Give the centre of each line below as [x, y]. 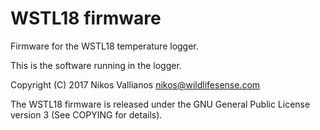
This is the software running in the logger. [96, 65]
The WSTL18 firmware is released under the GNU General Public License [160, 104]
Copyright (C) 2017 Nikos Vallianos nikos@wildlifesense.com [135, 84]
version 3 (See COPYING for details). [86, 114]
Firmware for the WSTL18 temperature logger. [104, 46]
